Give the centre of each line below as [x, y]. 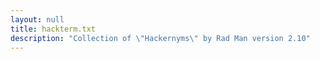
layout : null [37, 19]
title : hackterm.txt [53, 29]
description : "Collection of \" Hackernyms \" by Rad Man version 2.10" [160, 38]
